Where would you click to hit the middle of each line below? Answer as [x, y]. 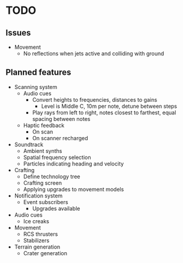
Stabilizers [36, 240]
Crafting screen [43, 183]
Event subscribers [46, 202]
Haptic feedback [44, 125]
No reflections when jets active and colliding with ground [94, 54]
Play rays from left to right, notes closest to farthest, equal [104, 113]
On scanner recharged [60, 138]
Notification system [38, 196]
